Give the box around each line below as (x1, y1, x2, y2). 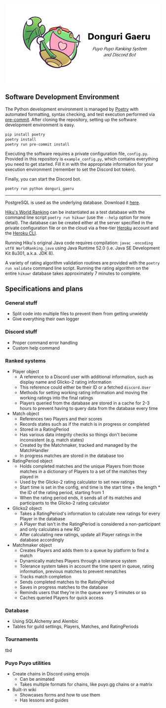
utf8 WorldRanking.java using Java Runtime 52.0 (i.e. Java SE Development (5, 245, 160, 251)
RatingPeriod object (12, 458, 53, 464)
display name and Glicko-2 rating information (19, 379, 112, 385)
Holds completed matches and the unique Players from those (19, 463, 145, 469)
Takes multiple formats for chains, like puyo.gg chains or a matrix (19, 681, 153, 687)
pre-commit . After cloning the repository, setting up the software (5, 116, 137, 122)
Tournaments (5, 636, 39, 643)
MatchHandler (19, 448, 49, 454)
